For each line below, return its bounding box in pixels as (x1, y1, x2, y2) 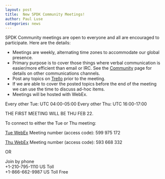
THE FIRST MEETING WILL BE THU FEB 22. (5, 111, 94, 117)
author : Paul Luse (5, 16, 43, 21)
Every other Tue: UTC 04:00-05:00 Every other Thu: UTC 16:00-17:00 (5, 101, 147, 107)
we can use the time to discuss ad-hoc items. (12, 86, 105, 92)
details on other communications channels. (12, 70, 100, 77)
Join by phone (5, 159, 35, 165)
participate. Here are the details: (5, 40, 71, 46)
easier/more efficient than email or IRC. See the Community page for (12, 65, 152, 71)
